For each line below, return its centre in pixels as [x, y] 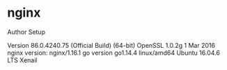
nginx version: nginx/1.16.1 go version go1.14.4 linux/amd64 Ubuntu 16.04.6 [114, 53]
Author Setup [26, 32]
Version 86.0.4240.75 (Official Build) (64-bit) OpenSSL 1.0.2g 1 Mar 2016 [111, 45]
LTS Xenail [22, 60]
